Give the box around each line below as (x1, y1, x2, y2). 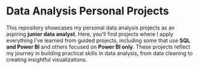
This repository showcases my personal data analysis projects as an (6, 24, 175, 31)
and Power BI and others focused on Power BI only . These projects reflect (6, 43, 191, 50)
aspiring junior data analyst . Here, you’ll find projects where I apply (6, 30, 174, 37)
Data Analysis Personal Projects (6, 4, 169, 18)
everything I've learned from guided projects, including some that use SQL (6, 37, 191, 44)
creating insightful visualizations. (6, 56, 88, 63)
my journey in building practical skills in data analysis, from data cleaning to (6, 49, 193, 56)
